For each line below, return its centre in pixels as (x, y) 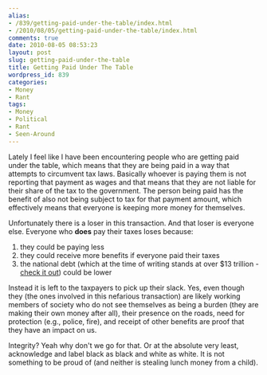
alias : (19, 16)
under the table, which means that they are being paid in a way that (119, 165)
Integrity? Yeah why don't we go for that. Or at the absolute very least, (124, 345)
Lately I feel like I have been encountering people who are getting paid (124, 157)
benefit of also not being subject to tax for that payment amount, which (125, 199)
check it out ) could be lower (66, 272)
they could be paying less (62, 247)
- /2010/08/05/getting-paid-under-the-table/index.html (103, 30)
